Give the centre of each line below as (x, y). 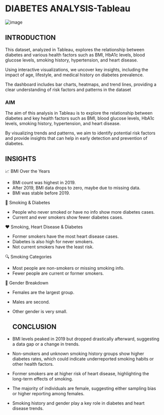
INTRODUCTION (31, 38)
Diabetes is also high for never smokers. (53, 241)
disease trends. (28, 408)
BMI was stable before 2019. (41, 193)
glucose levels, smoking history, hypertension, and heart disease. (72, 60)
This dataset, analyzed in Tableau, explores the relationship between (75, 49)
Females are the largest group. (43, 292)
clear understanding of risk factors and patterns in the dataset (68, 90)
